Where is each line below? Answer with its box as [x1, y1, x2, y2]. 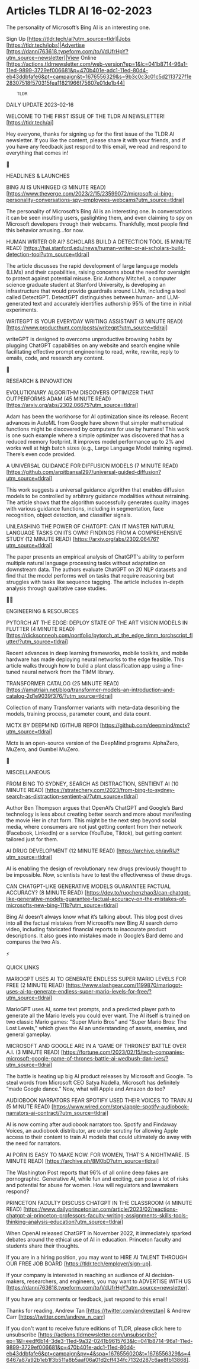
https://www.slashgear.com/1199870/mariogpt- [67, 982, 183, 989]
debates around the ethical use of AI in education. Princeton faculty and [6, 1236, 182, 1243]
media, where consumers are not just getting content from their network [6, 823, 182, 830]
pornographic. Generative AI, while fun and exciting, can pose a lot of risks [6, 1175, 189, 1182]
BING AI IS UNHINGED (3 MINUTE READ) [6, 184, 107, 191]
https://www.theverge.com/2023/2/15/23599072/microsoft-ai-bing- [8, 190, 174, 197]
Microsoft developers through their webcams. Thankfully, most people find [6, 220, 189, 227]
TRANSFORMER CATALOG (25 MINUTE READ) [6, 679, 120, 687]
